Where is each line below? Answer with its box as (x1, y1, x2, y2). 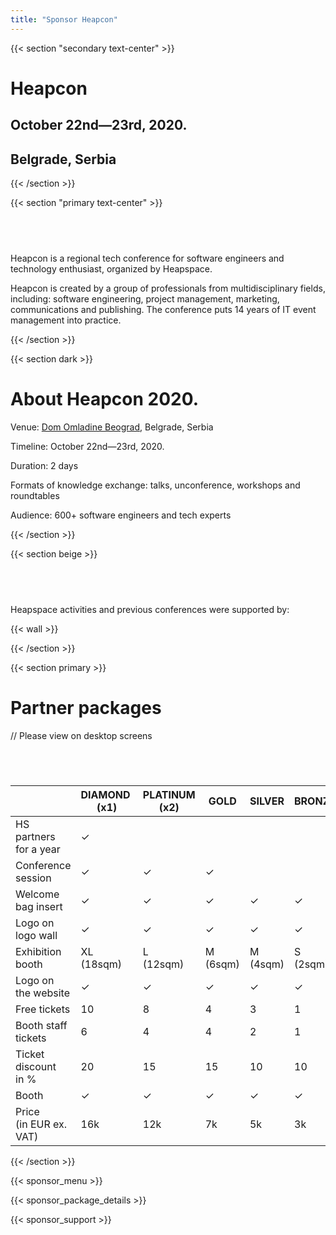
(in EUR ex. (15, 1117, 67, 1131)
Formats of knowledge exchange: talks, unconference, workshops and (10, 479, 301, 491)
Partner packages (10, 696, 162, 719)
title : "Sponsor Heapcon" (10, 14, 118, 25)
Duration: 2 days (10, 459, 79, 471)
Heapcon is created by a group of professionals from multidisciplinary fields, (10, 282, 326, 294)
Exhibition (15, 945, 62, 959)
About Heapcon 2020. (10, 388, 200, 411)
